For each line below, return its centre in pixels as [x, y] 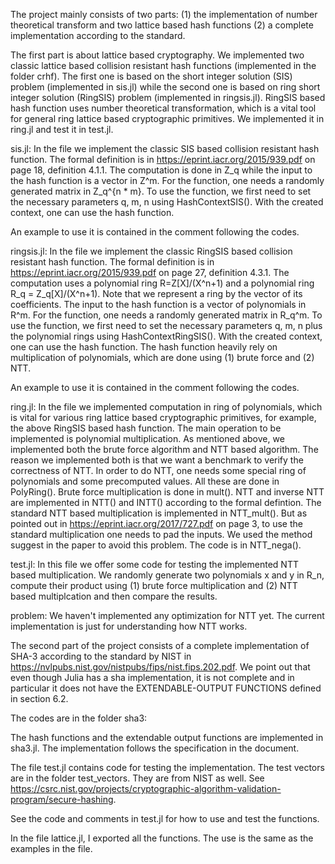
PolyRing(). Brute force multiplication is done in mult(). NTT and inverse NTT [167, 492]
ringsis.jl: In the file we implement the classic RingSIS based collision [151, 251]
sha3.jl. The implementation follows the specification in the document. [155, 748]
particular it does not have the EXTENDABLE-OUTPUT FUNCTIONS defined [166, 688]
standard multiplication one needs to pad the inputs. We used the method [161, 534]
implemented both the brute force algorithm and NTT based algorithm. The [164, 449]
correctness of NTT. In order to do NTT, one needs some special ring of [158, 470]
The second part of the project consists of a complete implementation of [160, 645]
